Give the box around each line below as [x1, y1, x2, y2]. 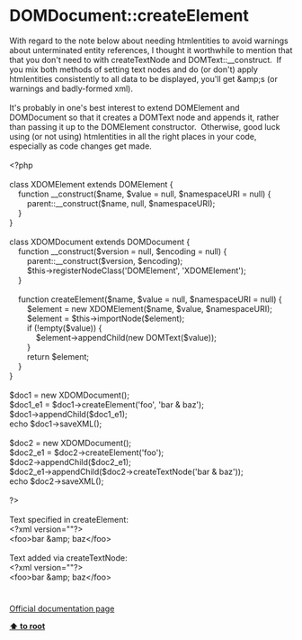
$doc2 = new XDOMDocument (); [9, 437, 132, 448]
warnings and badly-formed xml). [9, 83, 133, 94]
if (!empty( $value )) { [26, 322, 102, 334]
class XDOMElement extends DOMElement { [9, 178, 173, 189]
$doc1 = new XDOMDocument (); [9, 389, 130, 400]
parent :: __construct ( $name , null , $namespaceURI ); [26, 197, 216, 208]
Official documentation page [9, 603, 115, 614]
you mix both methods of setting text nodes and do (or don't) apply [9, 64, 259, 75]
